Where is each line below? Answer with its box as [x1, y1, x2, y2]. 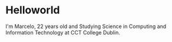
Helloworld [5, 3, 60, 17]
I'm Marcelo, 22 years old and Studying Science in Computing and [5, 23, 167, 30]
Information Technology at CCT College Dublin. [5, 29, 120, 36]
